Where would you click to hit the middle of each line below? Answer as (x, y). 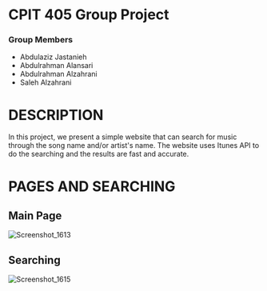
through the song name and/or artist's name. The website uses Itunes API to (134, 145)
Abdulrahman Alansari (56, 66)
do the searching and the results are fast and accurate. (99, 154)
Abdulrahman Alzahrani (58, 74)
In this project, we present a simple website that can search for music (123, 137)
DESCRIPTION (56, 115)
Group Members (41, 40)
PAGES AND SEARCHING (92, 186)
